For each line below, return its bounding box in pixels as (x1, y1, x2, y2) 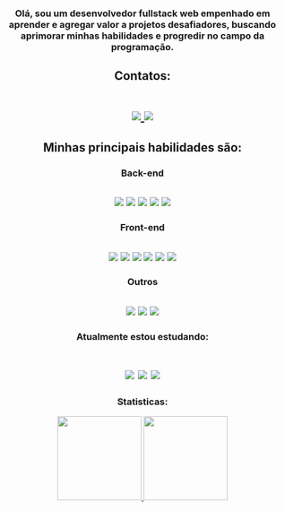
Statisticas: (117, 395, 168, 408)
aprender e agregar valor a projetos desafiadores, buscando (8, 18, 277, 30)
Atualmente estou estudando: (76, 330, 209, 342)
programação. (110, 40, 175, 53)
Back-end (120, 167, 165, 179)
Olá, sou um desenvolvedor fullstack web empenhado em (14, 7, 271, 20)
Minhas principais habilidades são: (42, 140, 243, 155)
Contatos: (114, 68, 171, 83)
